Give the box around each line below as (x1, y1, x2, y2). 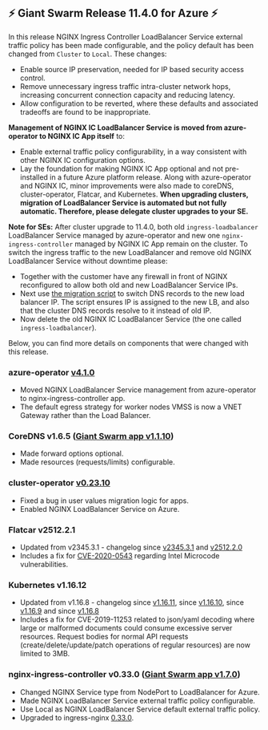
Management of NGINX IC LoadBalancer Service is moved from (8, 123, 222, 132)
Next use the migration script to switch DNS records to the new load (19, 288, 246, 298)
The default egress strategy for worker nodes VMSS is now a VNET (19, 402, 242, 412)
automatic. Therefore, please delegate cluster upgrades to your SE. (19, 206, 249, 216)
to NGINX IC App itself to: (38, 131, 126, 140)
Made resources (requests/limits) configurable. (19, 457, 176, 467)
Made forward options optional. (19, 448, 124, 459)
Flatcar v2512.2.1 (8, 524, 76, 535)
